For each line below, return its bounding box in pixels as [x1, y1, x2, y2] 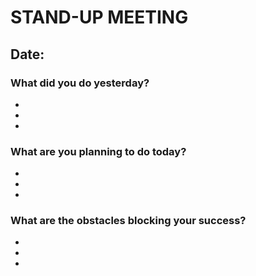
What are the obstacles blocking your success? [10, 214, 247, 228]
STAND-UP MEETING [10, 6, 189, 29]
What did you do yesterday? [10, 76, 150, 90]
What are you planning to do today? [10, 144, 187, 158]
